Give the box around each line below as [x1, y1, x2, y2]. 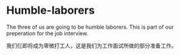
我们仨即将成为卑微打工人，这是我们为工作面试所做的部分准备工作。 [6, 42, 177, 49]
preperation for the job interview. [6, 29, 89, 36]
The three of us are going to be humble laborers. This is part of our [6, 23, 175, 30]
